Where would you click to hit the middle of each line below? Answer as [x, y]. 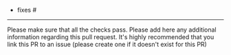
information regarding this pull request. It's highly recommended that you [111, 37]
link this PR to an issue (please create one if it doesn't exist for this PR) [107, 44]
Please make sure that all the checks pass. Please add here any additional [112, 30]
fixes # [27, 10]
